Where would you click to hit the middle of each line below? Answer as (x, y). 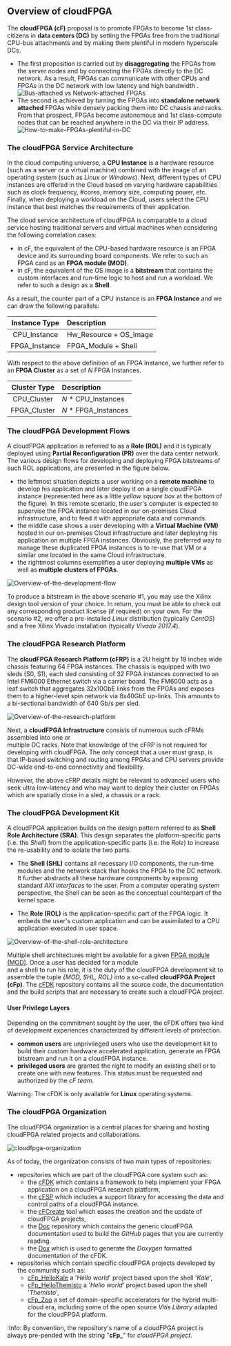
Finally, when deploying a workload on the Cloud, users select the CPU (108, 199)
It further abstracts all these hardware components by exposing (108, 878)
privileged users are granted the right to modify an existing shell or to (116, 1066)
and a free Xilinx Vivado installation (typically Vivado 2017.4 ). (94, 626)
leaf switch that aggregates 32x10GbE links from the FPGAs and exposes (111, 689)
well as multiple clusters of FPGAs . (68, 570)
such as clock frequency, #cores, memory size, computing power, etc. (107, 192)
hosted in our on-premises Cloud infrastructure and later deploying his (117, 533)
